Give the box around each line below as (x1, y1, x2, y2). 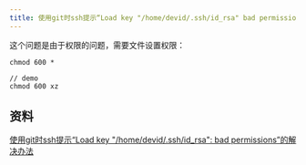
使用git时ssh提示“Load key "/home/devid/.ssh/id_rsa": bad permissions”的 (9, 134, 289, 146)
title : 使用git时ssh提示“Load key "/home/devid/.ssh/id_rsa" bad (9, 13, 256, 23)
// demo (9, 74, 39, 83)
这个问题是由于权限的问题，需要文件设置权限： (9, 39, 185, 50)
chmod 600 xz (9, 81, 59, 91)
